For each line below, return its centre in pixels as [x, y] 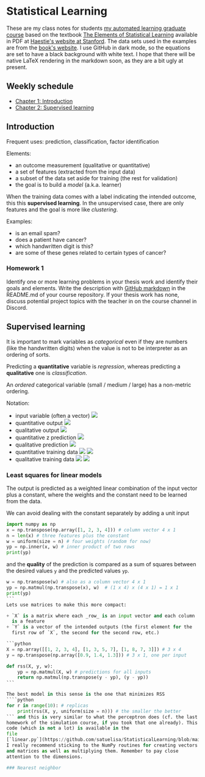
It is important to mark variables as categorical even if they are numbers [97, 341]
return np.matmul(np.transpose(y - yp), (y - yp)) [83, 677]
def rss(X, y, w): [30, 666]
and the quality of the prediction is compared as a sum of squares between [101, 564]
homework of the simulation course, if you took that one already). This [102, 723]
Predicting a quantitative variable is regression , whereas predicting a [94, 366]
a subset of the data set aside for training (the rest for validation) [96, 178]
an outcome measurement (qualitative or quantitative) [83, 165]
